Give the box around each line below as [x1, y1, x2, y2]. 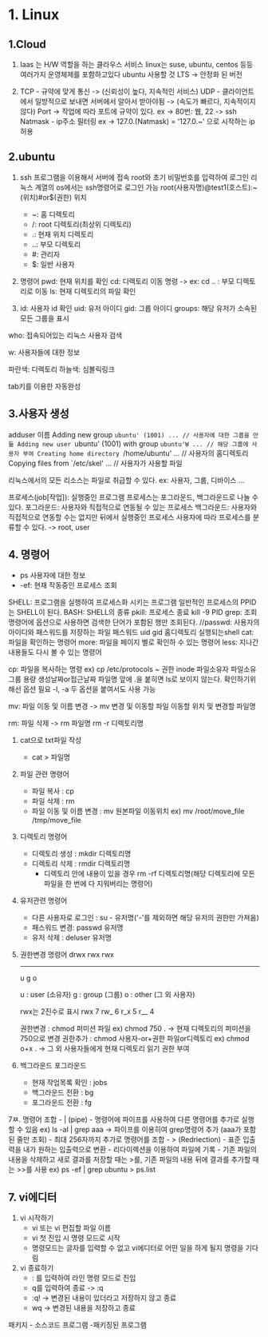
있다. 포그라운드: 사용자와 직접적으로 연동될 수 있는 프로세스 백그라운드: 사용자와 [8, 502, 258, 512]
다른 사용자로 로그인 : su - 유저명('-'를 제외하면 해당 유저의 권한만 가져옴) [31, 913, 259, 923]
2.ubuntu [8, 150, 56, 164]
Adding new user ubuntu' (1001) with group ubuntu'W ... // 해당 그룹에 [17, 438, 249, 449]
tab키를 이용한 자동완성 [8, 381, 81, 391]
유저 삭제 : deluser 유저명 [31, 933, 112, 943]
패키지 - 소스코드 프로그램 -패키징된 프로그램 [8, 1320, 148, 1330]
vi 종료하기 [19, 1263, 54, 1273]
